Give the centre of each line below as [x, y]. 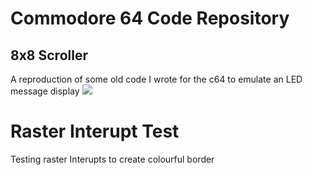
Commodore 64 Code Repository [150, 18]
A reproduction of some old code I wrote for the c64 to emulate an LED [156, 79]
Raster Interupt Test [95, 131]
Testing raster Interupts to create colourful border [112, 159]
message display [45, 91]
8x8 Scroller [49, 55]
